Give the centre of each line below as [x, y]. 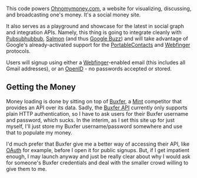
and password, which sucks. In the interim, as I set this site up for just [91, 120]
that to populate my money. [39, 132]
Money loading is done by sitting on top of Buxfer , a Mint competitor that [94, 101]
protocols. [19, 51]
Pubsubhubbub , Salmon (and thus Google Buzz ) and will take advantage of [97, 38]
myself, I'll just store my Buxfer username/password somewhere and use [94, 126]
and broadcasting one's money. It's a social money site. [74, 15]
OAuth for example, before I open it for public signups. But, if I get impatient [98, 150]
